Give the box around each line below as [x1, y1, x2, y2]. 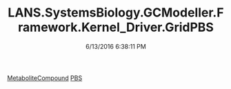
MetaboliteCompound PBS [7, 74, 83, 82]
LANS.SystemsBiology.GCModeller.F [8, 5, 224, 21]
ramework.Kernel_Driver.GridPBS [18, 19, 214, 35]
